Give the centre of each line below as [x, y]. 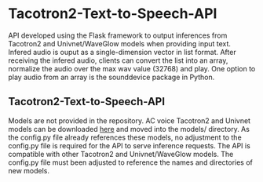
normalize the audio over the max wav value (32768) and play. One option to [132, 68]
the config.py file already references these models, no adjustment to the [125, 137]
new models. [29, 170]
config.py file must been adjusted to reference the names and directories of [131, 162]
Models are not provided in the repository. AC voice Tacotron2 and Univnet [130, 120]
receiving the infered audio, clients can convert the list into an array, [118, 60]
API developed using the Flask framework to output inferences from [118, 35]
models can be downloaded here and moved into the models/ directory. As [129, 129]
